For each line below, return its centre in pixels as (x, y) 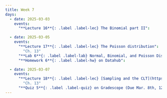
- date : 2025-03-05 (30, 37)
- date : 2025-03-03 (30, 19)
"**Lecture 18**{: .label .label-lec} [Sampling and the (79, 79)
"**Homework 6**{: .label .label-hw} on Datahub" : (72, 60)
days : (11, 14)
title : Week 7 (20, 10)
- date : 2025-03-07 (30, 69)
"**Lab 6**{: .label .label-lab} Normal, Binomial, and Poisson (86, 56)
